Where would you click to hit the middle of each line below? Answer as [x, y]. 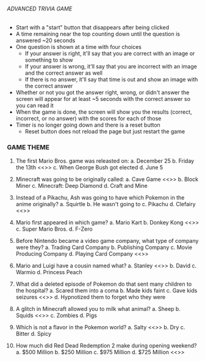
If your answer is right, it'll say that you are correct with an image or [110, 54]
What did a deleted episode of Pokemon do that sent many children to [104, 284]
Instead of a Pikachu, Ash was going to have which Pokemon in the [100, 197]
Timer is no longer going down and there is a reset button [88, 125]
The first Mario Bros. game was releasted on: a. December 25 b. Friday [105, 161]
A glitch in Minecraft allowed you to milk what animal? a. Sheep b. [98, 308]
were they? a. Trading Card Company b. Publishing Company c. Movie [104, 247]
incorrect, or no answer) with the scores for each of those [88, 119]
